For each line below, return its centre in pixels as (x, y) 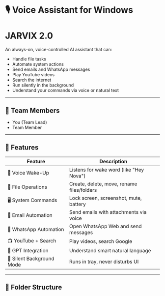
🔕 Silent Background (31, 258)
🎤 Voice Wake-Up (28, 173)
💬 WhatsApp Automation (36, 229)
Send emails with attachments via (108, 212)
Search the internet (32, 80)
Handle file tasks (29, 59)
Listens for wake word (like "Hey (107, 170)
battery (77, 204)
